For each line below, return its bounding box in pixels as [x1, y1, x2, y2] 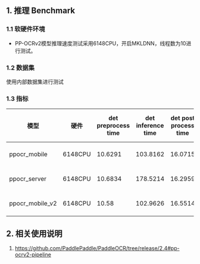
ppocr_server [9, 175, 46, 183]
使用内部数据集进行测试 [6, 78, 64, 85]
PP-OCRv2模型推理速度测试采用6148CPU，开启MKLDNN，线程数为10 [14, 39, 186, 46]
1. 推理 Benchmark [6, 5, 76, 16]
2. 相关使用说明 [6, 228, 62, 238]
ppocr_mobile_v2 [9, 199, 58, 207]
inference [136, 122, 164, 130]
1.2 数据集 [6, 63, 35, 72]
